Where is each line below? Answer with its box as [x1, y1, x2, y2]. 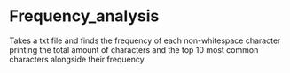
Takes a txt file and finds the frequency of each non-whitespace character [9, 35, 281, 46]
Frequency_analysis [9, 6, 160, 26]
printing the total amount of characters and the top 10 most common [9, 44, 259, 55]
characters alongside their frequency [9, 54, 145, 64]
